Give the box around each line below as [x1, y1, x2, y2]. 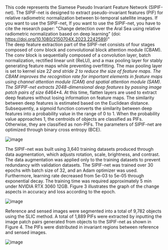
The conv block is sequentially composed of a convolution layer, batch [5, 52, 151, 58]
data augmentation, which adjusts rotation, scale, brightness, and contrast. [5, 151, 160, 157]
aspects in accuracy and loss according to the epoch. [5, 189, 116, 194]
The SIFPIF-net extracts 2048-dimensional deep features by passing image [5, 84, 162, 90]
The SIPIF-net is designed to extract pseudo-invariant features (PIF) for [16, 10, 163, 16]
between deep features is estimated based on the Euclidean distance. [5, 100, 149, 106]
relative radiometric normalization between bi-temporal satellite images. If [5, 15, 158, 21]
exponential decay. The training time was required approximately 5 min [5, 178, 152, 184]
